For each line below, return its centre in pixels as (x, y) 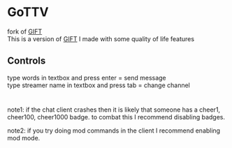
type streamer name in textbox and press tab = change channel (99, 85)
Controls (27, 61)
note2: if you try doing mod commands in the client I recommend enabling (114, 131)
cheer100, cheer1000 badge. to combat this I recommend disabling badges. (116, 117)
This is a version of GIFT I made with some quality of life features (101, 38)
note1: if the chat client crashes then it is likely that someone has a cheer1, (114, 110)
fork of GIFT (25, 31)
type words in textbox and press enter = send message (87, 77)
